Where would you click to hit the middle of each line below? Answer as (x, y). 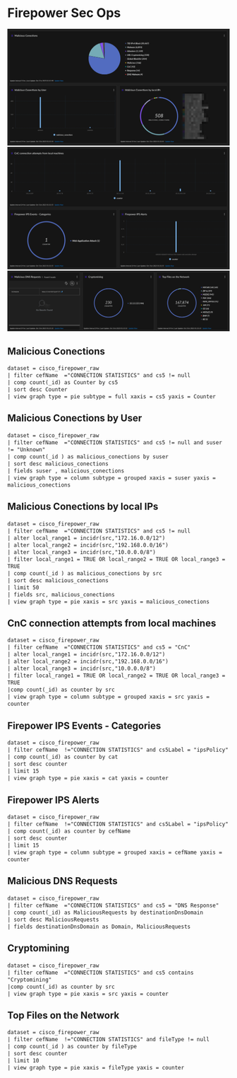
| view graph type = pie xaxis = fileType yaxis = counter (96, 1068)
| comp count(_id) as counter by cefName (69, 831)
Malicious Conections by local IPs (83, 507)
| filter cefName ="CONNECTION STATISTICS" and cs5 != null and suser (115, 442)
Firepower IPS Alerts (54, 800)
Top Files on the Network (63, 1015)
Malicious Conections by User (75, 418)
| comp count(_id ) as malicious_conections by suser (88, 457)
